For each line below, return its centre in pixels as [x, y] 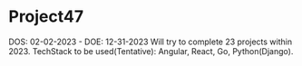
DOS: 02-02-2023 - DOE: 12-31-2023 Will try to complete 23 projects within [150, 42]
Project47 [46, 17]
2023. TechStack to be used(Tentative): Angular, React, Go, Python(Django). [151, 51]
